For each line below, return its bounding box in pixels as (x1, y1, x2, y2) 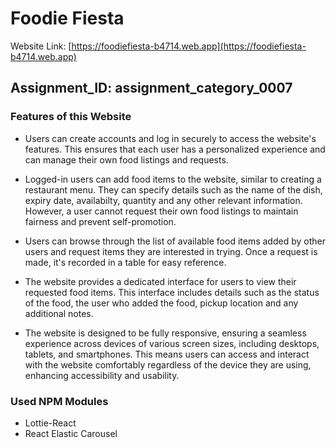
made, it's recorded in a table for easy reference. (24, 256, 227, 268)
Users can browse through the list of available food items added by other (24, 235, 326, 247)
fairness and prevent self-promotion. (24, 215, 177, 227)
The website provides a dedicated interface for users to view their (24, 275, 297, 287)
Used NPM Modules (10, 394, 109, 408)
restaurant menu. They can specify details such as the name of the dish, (24, 183, 323, 196)
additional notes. (24, 307, 94, 319)
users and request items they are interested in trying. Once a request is (24, 245, 318, 257)
